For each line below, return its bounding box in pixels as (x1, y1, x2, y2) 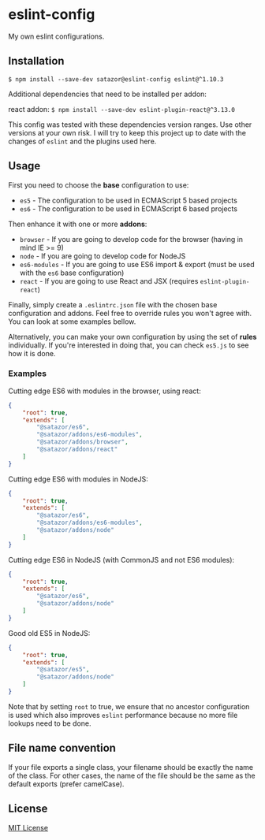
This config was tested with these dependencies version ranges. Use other (8, 120, 252, 129)
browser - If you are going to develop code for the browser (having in (19, 234, 243, 243)
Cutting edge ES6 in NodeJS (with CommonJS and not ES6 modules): (8, 555, 235, 564)
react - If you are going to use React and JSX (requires (19, 276, 199, 285)
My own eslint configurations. (8, 32, 105, 41)
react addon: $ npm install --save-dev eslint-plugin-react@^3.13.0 (8, 104, 235, 113)
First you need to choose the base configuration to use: (8, 180, 189, 190)
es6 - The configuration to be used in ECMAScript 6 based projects (19, 203, 238, 214)
